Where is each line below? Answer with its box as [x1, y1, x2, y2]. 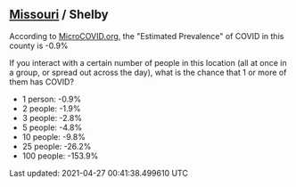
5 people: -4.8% [21, 122, 83, 133]
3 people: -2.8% [21, 112, 83, 123]
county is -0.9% [9, 40, 69, 51]
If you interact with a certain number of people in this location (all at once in [9, 57, 287, 68]
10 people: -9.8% [21, 131, 86, 142]
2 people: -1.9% [21, 102, 81, 114]
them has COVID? [9, 76, 74, 87]
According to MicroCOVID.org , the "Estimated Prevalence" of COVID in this [9, 30, 284, 41]
